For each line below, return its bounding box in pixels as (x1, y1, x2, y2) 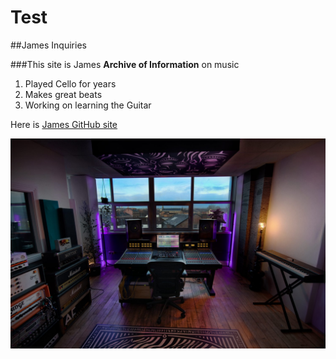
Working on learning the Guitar (24, 99, 152, 111)
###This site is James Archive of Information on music (10, 58, 240, 70)
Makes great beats (24, 88, 103, 100)
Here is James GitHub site (10, 118, 118, 130)
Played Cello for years (24, 77, 117, 90)
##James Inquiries (10, 39, 87, 51)
